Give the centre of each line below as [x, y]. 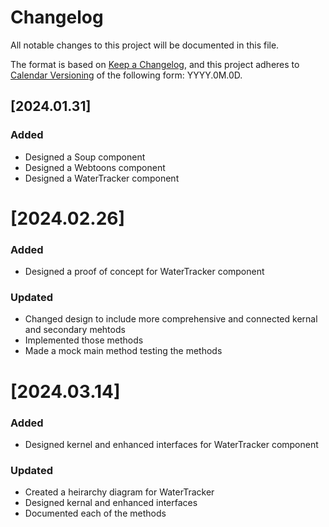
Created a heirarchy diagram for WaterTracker [119, 492]
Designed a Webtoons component [95, 167]
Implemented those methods [84, 340]
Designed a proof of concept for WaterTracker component [144, 272]
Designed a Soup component [85, 157]
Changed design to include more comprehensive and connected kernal [171, 319]
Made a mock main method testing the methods [123, 351]
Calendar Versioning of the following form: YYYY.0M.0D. [126, 75]
